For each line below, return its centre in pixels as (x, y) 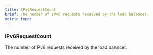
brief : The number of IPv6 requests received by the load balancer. (77, 14)
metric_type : (19, 19)
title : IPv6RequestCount (31, 10)
